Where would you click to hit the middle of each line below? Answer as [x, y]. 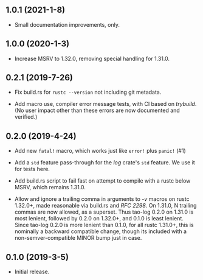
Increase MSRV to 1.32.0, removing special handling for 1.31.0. [92, 58]
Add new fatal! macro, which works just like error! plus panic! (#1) [100, 151]
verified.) [26, 117]
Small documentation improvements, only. [67, 24]
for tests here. [32, 169]
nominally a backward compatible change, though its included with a [100, 231]
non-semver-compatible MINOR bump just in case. [78, 238]
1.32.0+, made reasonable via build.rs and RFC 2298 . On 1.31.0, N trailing [105, 206]
